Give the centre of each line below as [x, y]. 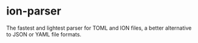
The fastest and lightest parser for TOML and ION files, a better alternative [99, 28]
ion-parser [34, 11]
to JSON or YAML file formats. [44, 34]
